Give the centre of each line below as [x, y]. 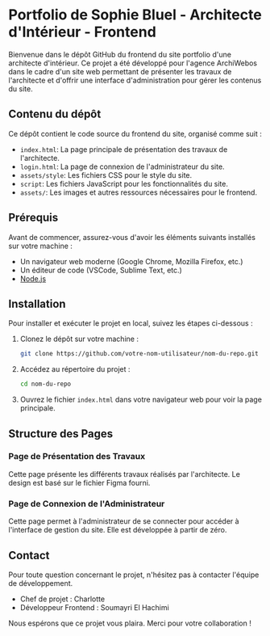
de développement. [41, 583]
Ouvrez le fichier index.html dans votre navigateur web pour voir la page [141, 400]
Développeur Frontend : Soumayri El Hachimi [94, 607]
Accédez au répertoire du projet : [75, 369]
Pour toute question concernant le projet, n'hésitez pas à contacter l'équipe [134, 575]
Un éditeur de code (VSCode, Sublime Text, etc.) [101, 270]
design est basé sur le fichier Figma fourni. [79, 482]
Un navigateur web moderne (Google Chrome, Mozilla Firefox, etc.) [131, 261]
